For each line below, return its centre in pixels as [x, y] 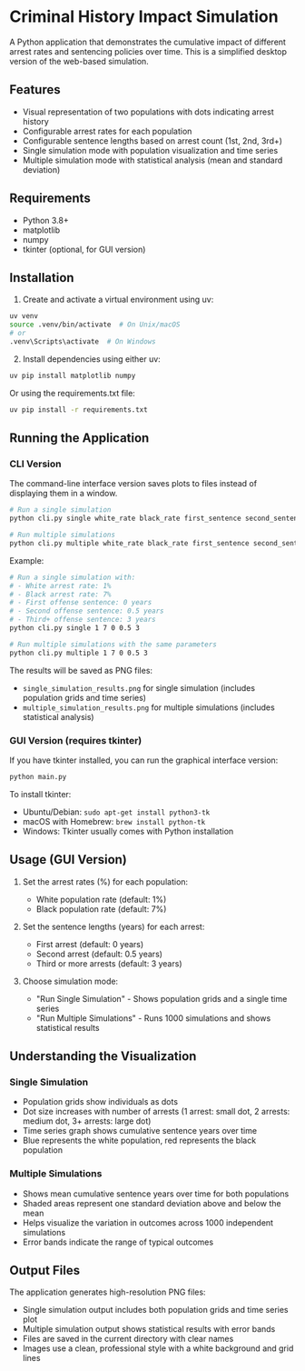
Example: [27, 560]
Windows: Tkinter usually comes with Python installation [128, 831]
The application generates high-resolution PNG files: [108, 1292]
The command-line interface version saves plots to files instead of [133, 484]
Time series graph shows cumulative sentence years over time [139, 1131]
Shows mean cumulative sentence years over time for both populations [156, 1194]
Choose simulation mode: [70, 981]
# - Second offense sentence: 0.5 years [87, 611]
